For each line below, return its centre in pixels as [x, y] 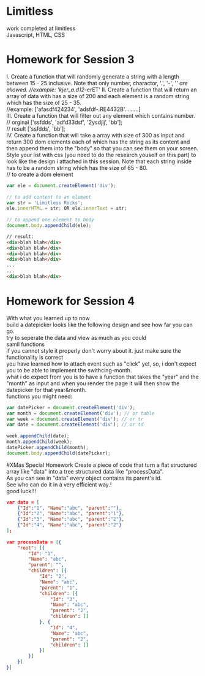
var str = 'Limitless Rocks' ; [45, 203]
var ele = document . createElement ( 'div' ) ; [61, 185]
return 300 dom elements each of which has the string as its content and [98, 142]
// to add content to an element [49, 197]
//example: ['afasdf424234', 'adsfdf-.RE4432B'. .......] [73, 109]
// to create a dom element [40, 174]
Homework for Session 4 [71, 301]
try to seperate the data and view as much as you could [76, 337]
